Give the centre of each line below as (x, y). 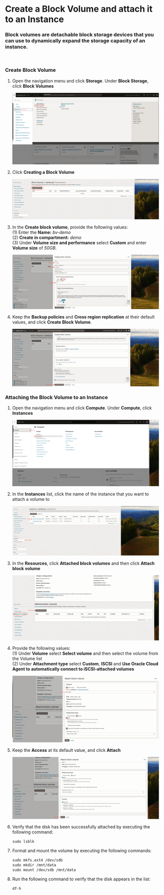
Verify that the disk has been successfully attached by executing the (81, 827)
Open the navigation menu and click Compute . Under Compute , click (82, 408)
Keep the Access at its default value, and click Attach (66, 750)
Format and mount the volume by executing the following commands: (82, 851)
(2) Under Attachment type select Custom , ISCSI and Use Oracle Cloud (85, 663)
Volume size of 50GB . (34, 248)
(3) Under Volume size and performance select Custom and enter (79, 242)
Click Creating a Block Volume (43, 172)
